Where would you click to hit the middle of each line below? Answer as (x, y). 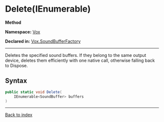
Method (13, 22)
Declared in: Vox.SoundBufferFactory (43, 41)
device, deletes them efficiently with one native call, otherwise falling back (80, 60)
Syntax (16, 81)
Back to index (19, 115)
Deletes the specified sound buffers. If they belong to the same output (76, 55)
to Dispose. (17, 65)
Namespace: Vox (23, 32)
